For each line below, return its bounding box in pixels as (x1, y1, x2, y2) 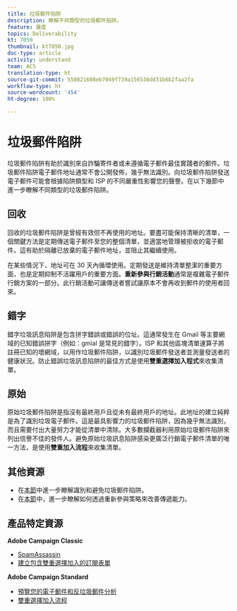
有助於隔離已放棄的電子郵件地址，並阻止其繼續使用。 (25, 246, 181, 254)
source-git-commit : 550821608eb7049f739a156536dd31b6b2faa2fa (7, 75, 194, 83)
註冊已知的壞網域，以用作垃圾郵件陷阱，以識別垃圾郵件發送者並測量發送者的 (7, 347, 230, 356)
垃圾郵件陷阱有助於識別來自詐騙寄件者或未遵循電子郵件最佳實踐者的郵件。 (7, 159, 224, 167)
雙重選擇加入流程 (17, 596, 68, 604)
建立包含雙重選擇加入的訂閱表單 (17, 559, 111, 567)
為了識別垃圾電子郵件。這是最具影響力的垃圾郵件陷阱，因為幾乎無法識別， (13, 417, 230, 425)
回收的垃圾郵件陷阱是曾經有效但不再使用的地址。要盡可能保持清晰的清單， (7, 228, 224, 236)
